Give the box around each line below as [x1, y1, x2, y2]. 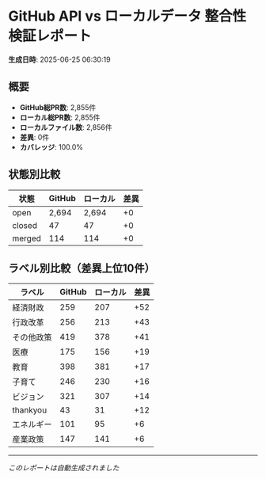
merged [12, 233, 42, 244]
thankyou [12, 405, 47, 416]
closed [12, 219, 38, 230]
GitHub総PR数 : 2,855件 [19, 102, 97, 112]
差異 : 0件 [19, 132, 50, 142]
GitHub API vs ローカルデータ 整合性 [8, 7, 247, 25]
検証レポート [8, 27, 93, 45]
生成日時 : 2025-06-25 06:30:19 [8, 55, 111, 64]
